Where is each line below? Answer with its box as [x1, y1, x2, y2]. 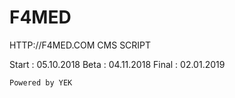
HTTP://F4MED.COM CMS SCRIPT [9, 39, 152, 51]
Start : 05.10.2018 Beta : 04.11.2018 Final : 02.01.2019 [9, 58, 226, 70]
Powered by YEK [9, 77, 73, 88]
